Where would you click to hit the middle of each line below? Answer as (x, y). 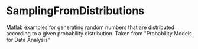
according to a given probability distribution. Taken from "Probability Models (99, 33)
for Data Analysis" (28, 40)
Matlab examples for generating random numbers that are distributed (90, 27)
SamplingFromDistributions (75, 11)
